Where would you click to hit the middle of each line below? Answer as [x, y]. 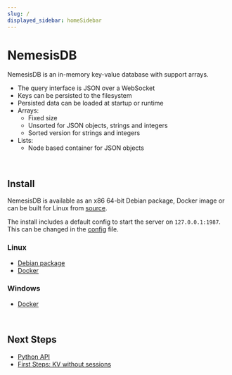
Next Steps [32, 339]
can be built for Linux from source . [57, 208]
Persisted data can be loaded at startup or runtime [90, 103]
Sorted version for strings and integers [84, 133]
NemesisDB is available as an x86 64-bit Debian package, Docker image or [116, 201]
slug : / [19, 14]
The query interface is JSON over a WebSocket [86, 88]
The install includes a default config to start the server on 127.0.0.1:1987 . [114, 222]
